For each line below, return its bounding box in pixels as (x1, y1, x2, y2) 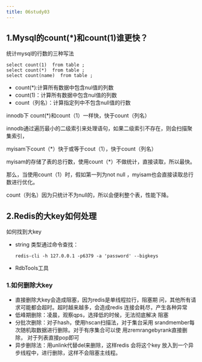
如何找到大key (6, 228, 42, 235)
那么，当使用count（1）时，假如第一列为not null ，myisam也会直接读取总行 (6, 171, 194, 179)
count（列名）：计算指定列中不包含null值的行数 (14, 99, 131, 107)
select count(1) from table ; (6, 62, 85, 68)
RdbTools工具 (14, 265, 49, 272)
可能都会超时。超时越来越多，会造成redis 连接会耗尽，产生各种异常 (20, 303, 188, 311)
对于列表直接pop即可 (27, 334, 80, 341)
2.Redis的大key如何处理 (6, 211, 97, 221)
